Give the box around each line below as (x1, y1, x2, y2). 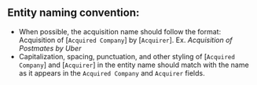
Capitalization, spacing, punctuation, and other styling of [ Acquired (18, 51, 235, 61)
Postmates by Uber (18, 43, 82, 53)
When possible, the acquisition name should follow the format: (18, 27, 222, 36)
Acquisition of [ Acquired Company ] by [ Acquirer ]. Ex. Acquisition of (18, 35, 233, 44)
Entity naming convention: (7, 6, 140, 19)
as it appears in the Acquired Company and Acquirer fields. (18, 68, 205, 77)
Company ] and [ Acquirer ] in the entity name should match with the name (18, 60, 249, 69)
